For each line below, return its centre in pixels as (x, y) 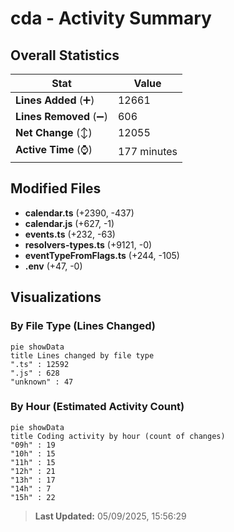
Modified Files (56, 188)
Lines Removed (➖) (61, 116)
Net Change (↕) (54, 132)
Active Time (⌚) (54, 149)
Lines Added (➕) (55, 100)
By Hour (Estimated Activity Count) (97, 407)
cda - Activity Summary (111, 18)
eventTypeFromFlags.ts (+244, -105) (102, 255)
